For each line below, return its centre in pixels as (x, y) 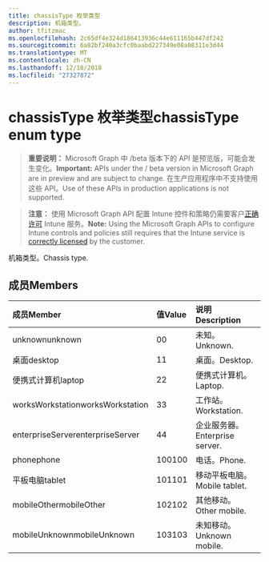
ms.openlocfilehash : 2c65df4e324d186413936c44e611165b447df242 (116, 38)
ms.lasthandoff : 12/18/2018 (55, 68)
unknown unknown (47, 339)
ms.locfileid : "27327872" (51, 75)
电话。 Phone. (221, 460)
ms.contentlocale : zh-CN (50, 61)
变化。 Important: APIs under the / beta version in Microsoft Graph (144, 168)
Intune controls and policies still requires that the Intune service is (137, 232)
